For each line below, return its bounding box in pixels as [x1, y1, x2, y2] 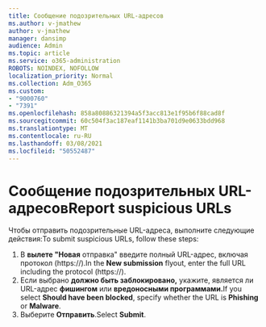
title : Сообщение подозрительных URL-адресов [8, 11, 164, 20]
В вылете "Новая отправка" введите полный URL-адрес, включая [19, 249, 248, 259]
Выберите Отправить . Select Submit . [19, 310, 147, 320]
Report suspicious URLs [68, 199, 232, 217]
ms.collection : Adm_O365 [8, 79, 92, 87]
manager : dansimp [8, 34, 67, 43]
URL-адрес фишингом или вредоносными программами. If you [19, 284, 243, 294]
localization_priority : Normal [8, 72, 114, 80]
